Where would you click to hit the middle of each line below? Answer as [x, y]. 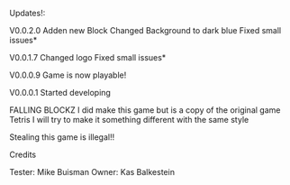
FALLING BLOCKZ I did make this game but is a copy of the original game [145, 110]
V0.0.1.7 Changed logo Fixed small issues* [88, 57]
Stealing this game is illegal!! [62, 137]
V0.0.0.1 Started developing [60, 92]
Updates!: [27, 13]
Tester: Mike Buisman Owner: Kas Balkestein [92, 172]
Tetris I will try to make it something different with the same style [129, 120]
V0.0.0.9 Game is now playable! [68, 75]
